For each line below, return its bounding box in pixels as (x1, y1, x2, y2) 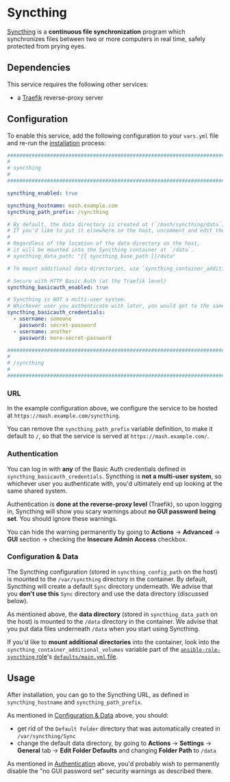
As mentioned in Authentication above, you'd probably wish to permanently (7, 759, 220, 768)
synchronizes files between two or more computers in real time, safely (7, 34, 206, 42)
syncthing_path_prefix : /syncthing (7, 208, 109, 215)
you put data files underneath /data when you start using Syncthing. (7, 624, 200, 633)
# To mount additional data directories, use (7, 265, 139, 272)
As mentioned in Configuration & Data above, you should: (7, 711, 169, 719)
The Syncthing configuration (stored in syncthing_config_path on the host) (7, 567, 218, 576)
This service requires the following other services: (7, 80, 149, 88)
